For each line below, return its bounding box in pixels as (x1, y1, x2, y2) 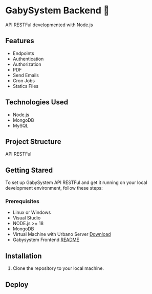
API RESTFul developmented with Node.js (5, 22, 93, 28)
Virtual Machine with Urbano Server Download (12, 231, 111, 237)
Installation (5, 251, 42, 260)
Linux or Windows (12, 209, 51, 215)
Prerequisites (5, 198, 39, 205)
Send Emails (12, 72, 39, 78)
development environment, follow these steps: (5, 185, 103, 191)
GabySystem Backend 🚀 (5, 5, 110, 16)
